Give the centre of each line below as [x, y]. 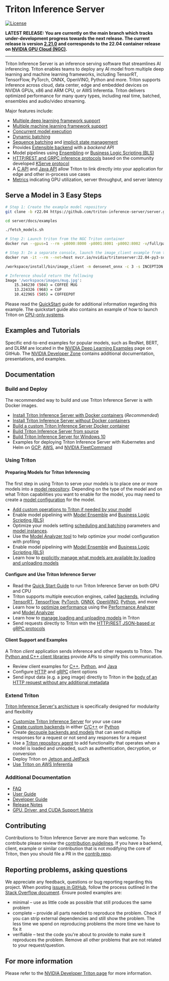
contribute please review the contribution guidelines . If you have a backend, [84, 843]
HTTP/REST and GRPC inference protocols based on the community [83, 158]
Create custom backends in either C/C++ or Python [66, 727]
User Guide [24, 794]
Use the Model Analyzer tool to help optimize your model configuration [86, 536]
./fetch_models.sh [24, 230]
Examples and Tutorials [43, 330]
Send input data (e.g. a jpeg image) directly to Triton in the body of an [85, 677]
